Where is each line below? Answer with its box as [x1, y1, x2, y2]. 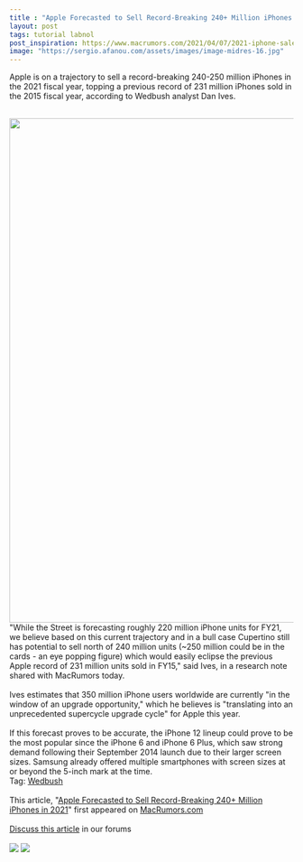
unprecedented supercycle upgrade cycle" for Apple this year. [9, 709, 241, 719]
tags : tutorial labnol [9, 30, 95, 39]
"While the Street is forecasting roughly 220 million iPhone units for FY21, [9, 622, 282, 633]
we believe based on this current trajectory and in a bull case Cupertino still [9, 632, 290, 643]
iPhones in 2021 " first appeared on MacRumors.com [9, 804, 204, 815]
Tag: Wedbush [9, 775, 63, 786]
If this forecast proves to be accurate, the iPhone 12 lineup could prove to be [9, 728, 293, 738]
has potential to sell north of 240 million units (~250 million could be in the [9, 642, 286, 653]
